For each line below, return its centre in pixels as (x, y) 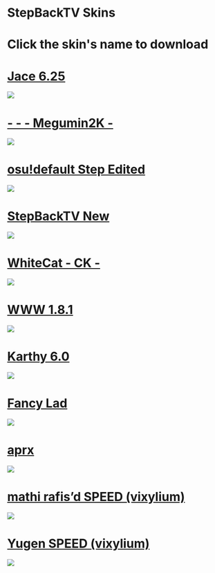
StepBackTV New (58, 217)
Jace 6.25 (36, 76)
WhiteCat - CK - (54, 263)
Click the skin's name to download (108, 45)
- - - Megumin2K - (60, 123)
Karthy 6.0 (38, 356)
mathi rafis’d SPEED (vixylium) (96, 497)
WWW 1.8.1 (40, 310)
